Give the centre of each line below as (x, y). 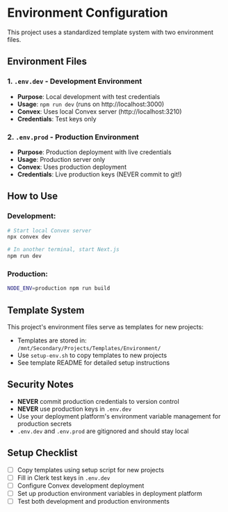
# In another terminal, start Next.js (63, 250)
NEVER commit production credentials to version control (98, 401)
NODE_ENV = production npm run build (59, 288)
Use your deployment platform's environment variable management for (119, 416)
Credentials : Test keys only (57, 119)
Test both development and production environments (93, 501)
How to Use (33, 196)
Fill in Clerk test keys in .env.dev (64, 477)
